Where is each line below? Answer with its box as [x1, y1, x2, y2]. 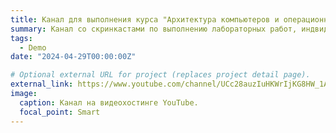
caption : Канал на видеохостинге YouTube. [19, 97, 199, 108]
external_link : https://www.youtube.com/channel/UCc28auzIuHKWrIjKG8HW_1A [10, 79, 329, 90]
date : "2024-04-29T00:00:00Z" [10, 52, 137, 62]
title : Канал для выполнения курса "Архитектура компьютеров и [10, 14, 280, 25]
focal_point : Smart [19, 107, 101, 117]
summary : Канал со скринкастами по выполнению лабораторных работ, [10, 24, 298, 34]
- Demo [19, 42, 47, 53]
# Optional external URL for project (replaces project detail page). [10, 70, 311, 80]
